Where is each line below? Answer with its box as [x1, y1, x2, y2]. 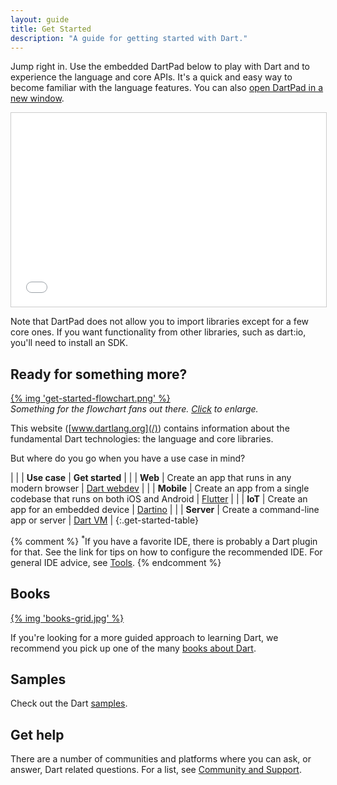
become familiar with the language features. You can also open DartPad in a [10, 82, 324, 94]
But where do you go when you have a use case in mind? [10, 452, 246, 465]
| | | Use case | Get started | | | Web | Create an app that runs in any [10, 472, 292, 484]
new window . [10, 92, 65, 105]
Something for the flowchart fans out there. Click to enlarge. [10, 403, 259, 415]
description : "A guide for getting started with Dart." [10, 33, 248, 43]
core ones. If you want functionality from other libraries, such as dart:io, [10, 326, 307, 338]
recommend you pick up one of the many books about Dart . [10, 642, 257, 654]
